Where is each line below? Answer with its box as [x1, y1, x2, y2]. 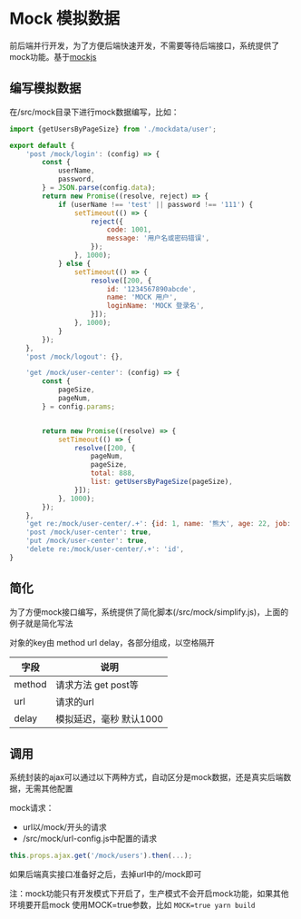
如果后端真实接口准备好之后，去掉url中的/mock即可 [9, 869, 202, 880]
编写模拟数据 [9, 81, 82, 96]
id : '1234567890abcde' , [106, 284, 197, 293]
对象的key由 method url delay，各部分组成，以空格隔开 [9, 637, 215, 647]
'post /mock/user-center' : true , [25, 528, 152, 537]
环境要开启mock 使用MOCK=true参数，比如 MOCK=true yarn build [9, 900, 256, 911]
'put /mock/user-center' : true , [25, 537, 148, 546]
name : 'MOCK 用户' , [106, 292, 178, 302]
